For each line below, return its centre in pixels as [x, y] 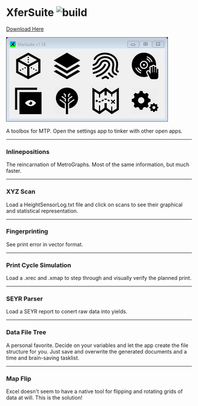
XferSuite [30, 13]
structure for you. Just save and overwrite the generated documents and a [97, 351]
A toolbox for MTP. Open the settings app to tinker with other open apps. [94, 131]
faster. [14, 171]
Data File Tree [26, 332]
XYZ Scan [21, 192]
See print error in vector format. [45, 244]
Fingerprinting [27, 232]
